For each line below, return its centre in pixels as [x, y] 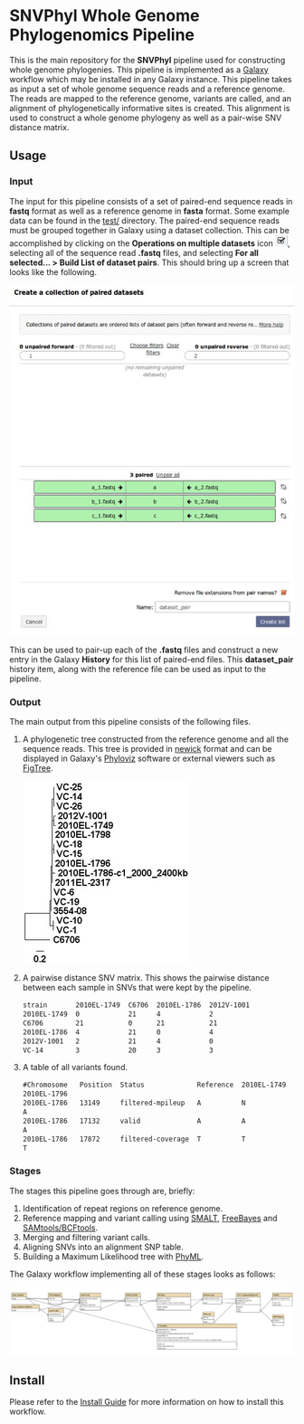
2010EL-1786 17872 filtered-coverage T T [134, 1139]
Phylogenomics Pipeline [102, 35]
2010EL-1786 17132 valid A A [134, 1121]
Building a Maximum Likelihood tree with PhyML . [113, 1256]
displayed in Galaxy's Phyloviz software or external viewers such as [149, 759]
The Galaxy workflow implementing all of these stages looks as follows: [142, 1274]
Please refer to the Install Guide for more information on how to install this [147, 1402]
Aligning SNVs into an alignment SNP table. [103, 1247]
